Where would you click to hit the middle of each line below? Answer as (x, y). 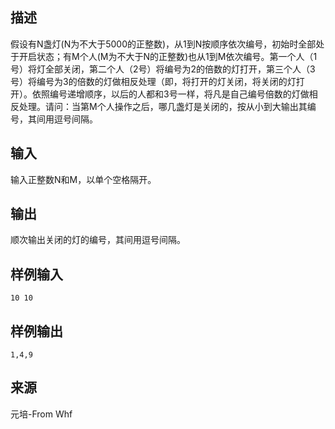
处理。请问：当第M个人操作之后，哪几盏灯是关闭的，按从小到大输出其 (163, 106)
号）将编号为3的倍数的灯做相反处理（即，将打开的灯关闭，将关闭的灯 (153, 81)
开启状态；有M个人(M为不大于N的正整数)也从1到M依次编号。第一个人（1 (168, 56)
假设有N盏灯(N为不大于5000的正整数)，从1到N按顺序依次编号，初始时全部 (163, 44)
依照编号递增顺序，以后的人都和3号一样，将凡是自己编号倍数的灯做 (170, 94)
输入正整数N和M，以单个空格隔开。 (83, 179)
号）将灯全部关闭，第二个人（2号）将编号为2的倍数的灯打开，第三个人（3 (163, 69)
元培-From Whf (41, 414)
